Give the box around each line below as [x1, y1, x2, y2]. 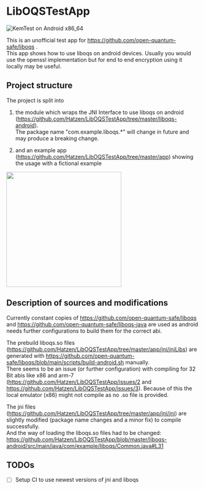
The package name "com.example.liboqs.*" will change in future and [15, 128, 189, 136]
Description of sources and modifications [6, 298, 168, 308]
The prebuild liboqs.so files [6, 339, 75, 346]
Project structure [6, 80, 73, 91]
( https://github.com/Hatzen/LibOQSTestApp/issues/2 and [6, 378, 152, 385]
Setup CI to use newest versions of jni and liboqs [15, 476, 139, 483]
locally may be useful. [6, 63, 62, 70]
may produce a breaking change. [15, 134, 99, 142]
